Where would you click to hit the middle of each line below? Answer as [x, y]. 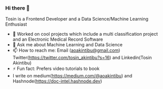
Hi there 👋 [18, 8]
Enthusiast [16, 24]
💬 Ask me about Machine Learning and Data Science [68, 45]
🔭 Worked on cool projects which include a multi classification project [85, 34]
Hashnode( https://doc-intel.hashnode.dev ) [57, 81]
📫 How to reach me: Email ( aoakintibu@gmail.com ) [66, 50]
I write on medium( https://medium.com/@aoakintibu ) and [72, 76]
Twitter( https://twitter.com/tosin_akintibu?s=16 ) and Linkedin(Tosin [82, 58]
